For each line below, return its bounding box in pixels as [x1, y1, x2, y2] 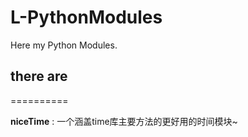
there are [10, 68, 68, 85]
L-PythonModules [10, 6, 163, 29]
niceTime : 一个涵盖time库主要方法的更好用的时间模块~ [10, 115, 238, 127]
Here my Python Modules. [10, 39, 118, 51]
